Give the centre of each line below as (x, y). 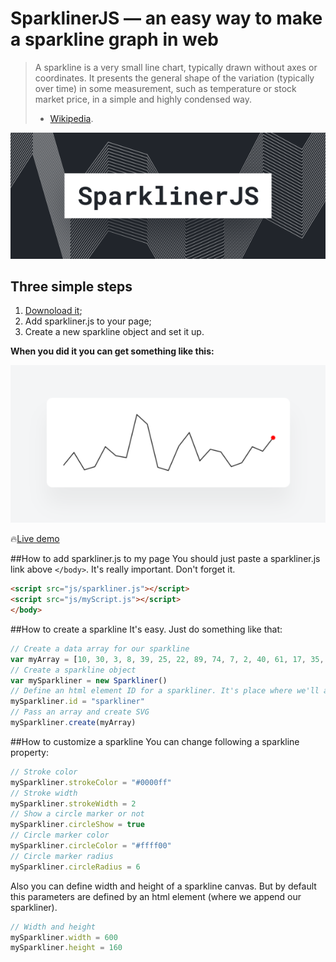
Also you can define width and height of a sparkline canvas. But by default (163, 886)
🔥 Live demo (35, 539)
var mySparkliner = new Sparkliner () (89, 680)
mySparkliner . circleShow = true (77, 825)
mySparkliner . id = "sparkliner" (77, 702)
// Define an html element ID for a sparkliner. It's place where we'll (165, 691)
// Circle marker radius (62, 856)
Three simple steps (71, 286)
